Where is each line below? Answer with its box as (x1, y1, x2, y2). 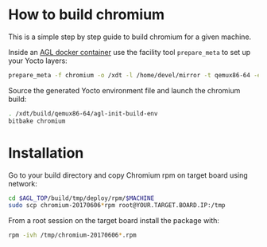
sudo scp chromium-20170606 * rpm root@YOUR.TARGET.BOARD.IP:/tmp (8, 202, 226, 210)
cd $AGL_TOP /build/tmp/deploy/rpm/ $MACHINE (8, 194, 155, 202)
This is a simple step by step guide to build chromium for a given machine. (8, 32, 252, 41)
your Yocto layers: (8, 56, 68, 65)
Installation (8, 143, 84, 162)
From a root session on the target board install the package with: (8, 216, 220, 225)
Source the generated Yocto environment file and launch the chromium (8, 85, 241, 95)
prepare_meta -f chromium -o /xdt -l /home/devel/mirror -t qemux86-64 (8, 71, 250, 79)
